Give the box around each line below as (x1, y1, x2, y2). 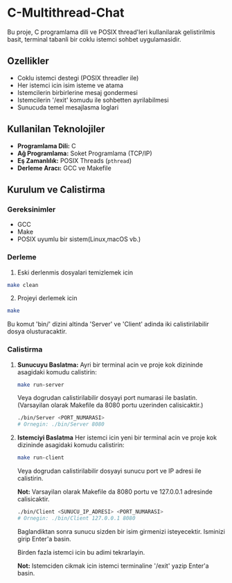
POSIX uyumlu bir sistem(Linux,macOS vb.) (17, 235, 141, 243)
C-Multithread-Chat (7, 5, 125, 21)
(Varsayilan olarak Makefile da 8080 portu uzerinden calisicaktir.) (17, 401, 204, 410)
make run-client (17, 454, 64, 462)
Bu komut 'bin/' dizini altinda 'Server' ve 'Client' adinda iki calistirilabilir (7, 320, 209, 329)
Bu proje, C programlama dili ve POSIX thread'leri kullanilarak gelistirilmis (7, 28, 216, 36)
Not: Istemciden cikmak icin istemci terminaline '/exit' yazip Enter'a (17, 562, 209, 570)
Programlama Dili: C (17, 141, 76, 150)
